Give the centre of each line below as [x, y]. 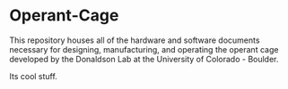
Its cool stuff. [34, 76]
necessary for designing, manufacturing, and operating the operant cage [144, 49]
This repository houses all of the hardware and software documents [135, 40]
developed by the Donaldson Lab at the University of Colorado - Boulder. [144, 59]
